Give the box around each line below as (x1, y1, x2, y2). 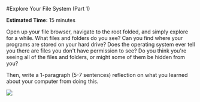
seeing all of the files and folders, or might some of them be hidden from (6, 54, 186, 60)
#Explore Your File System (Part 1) (6, 5, 90, 12)
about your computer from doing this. (6, 78, 99, 85)
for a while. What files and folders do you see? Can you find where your (6, 35, 183, 41)
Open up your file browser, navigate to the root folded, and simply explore (6, 28, 189, 35)
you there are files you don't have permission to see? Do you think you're (6, 47, 187, 54)
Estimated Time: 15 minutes (6, 17, 76, 23)
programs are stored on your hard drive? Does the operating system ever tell (6, 41, 195, 48)
